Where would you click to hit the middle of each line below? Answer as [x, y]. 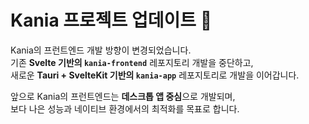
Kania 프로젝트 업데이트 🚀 [111, 20]
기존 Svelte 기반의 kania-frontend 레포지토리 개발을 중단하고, [132, 62]
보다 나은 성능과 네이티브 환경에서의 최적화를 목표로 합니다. [125, 108]
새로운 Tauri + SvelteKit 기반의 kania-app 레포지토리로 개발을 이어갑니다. [155, 75]
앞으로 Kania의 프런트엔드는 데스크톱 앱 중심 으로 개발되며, [123, 96]
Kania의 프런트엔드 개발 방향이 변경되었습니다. [101, 50]
